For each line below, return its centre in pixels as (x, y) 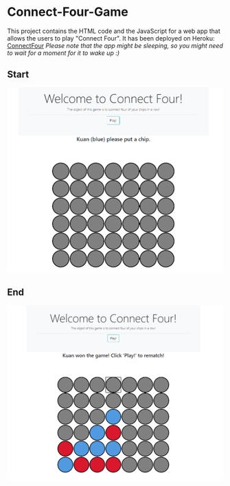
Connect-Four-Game (68, 12)
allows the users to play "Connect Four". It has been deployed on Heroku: (111, 38)
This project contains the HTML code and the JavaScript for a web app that (114, 31)
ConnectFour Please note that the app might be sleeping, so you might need (115, 45)
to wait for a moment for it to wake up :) (64, 53)
